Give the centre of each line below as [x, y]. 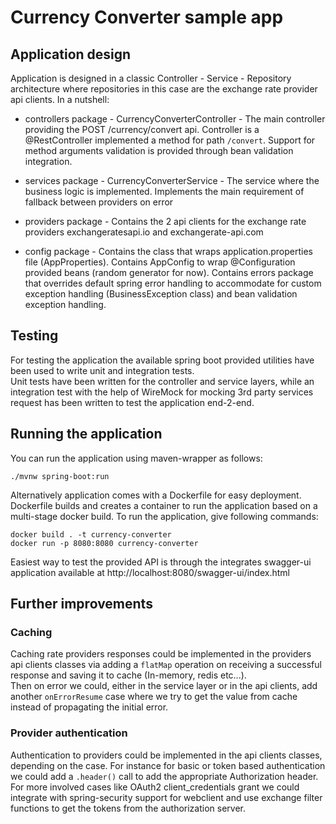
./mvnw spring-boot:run [60, 476]
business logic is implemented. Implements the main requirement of [164, 191]
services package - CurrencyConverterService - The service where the [172, 180]
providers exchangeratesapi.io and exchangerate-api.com [144, 232]
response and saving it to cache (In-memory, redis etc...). [128, 675]
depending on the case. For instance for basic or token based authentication [168, 765]
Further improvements [81, 604]
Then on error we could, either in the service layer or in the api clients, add [164, 686]
